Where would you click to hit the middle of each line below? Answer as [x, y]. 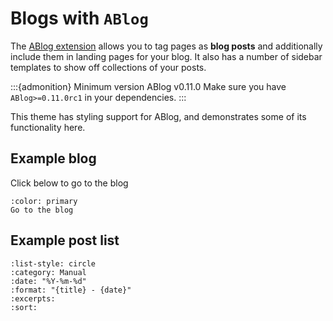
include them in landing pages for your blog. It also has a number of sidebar [166, 56]
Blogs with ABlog [79, 18]
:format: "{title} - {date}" [71, 290]
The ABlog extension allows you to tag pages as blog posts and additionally [166, 46]
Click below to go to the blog [69, 183]
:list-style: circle [53, 263]
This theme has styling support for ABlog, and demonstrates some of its [158, 116]
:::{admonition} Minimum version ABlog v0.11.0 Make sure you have [148, 86]
